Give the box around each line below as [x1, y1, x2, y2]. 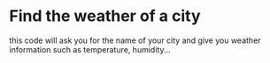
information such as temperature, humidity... [9, 44, 171, 54]
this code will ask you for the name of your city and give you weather [9, 35, 261, 45]
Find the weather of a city [9, 6, 201, 26]
